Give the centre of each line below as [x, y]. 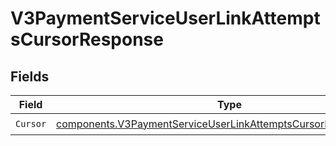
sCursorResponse [87, 39]
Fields [30, 76]
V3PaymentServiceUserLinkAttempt [165, 18]
